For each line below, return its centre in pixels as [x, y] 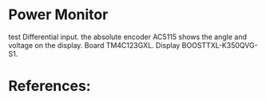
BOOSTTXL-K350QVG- [220, 45]
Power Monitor [58, 15]
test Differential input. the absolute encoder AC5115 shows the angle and [128, 37]
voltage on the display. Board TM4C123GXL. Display [94, 45]
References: [50, 86]
